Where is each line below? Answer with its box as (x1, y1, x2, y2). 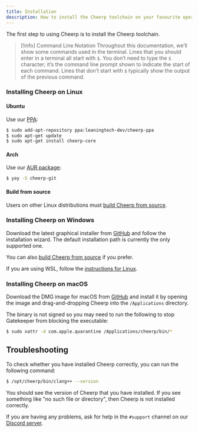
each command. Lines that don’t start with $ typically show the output (20, 67, 190, 74)
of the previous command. (20, 73, 85, 80)
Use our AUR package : (6, 164, 62, 171)
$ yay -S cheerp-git (6, 176, 57, 181)
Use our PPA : (6, 116, 38, 123)
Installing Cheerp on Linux (6, 88, 83, 96)
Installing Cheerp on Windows (6, 216, 94, 225)
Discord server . (6, 419, 44, 426)
